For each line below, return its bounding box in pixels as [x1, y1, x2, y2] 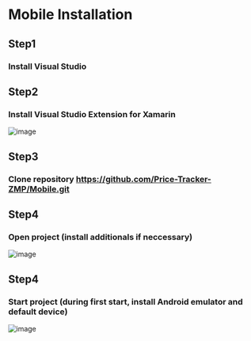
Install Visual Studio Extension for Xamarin [8, 108, 176, 119]
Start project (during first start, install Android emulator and [8, 296, 243, 307]
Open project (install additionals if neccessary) [8, 231, 192, 242]
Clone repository [8, 173, 74, 184]
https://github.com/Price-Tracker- [75, 173, 212, 184]
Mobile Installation [8, 6, 133, 24]
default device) [8, 306, 68, 317]
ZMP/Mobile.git [8, 184, 70, 195]
